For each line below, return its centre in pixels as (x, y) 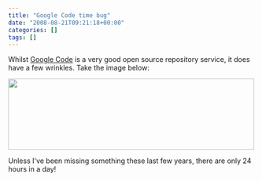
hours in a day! (32, 169)
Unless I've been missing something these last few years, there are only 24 (130, 161)
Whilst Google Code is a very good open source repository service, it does (129, 60)
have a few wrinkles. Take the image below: (79, 68)
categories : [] (33, 30)
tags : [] (22, 37)
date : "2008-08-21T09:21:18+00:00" (66, 23)
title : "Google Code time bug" (59, 15)
